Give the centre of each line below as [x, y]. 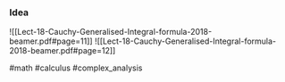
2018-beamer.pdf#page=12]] [63, 51]
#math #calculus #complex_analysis [76, 68]
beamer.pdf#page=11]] [51, 41]
